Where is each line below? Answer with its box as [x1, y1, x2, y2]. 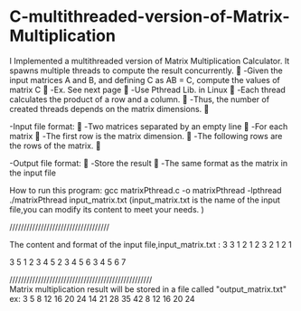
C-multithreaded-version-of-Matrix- [9, 6, 290, 27]
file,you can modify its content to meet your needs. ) [9, 203, 205, 214]
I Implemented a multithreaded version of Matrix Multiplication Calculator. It [9, 55, 290, 66]
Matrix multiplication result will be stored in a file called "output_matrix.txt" [9, 283, 287, 295]
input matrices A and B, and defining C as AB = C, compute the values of [9, 74, 280, 85]
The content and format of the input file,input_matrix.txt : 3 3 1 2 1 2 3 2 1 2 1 [9, 239, 292, 250]
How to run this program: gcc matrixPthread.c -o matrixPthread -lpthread [9, 184, 282, 195]
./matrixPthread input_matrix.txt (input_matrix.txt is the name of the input [9, 194, 280, 205]
